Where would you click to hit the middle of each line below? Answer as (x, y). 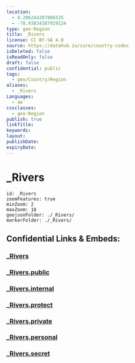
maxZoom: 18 (21, 209)
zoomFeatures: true (31, 199)
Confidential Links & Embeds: (63, 238)
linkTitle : (20, 125)
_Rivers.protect (29, 305)
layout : (16, 136)
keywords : (19, 131)
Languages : (20, 97)
